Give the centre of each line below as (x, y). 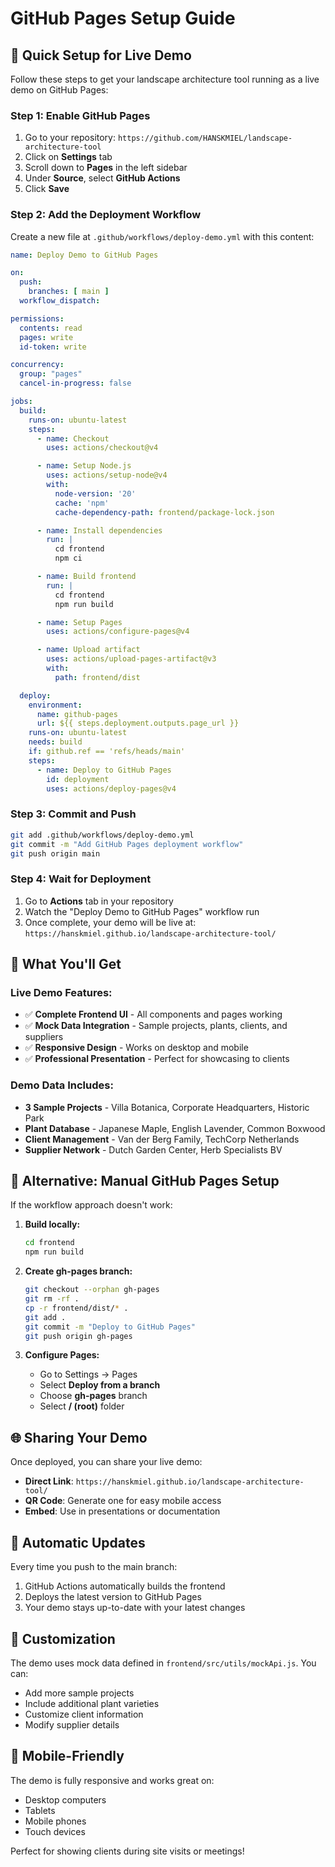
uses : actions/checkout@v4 (102, 448)
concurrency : (37, 365)
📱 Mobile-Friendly (67, 1756)
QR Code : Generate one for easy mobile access (123, 1501)
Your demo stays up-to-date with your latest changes (135, 1608)
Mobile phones (55, 1821)
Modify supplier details (72, 1724)
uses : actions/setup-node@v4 (107, 475)
